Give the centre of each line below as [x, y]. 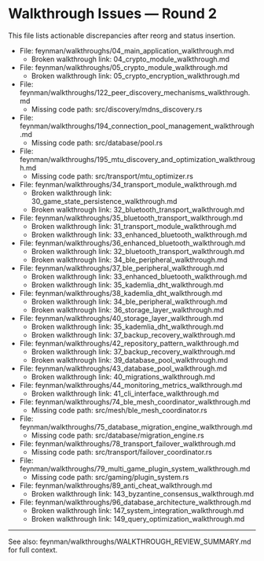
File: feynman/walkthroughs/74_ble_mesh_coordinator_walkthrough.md [135, 401]
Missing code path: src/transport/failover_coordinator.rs [121, 452]
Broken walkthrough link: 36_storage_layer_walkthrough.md [128, 310]
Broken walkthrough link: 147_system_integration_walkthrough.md [137, 510]
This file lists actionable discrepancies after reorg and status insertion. [122, 35]
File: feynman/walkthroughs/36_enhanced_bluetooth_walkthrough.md [132, 243]
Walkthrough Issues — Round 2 [113, 14]
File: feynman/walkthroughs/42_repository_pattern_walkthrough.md [129, 343]
